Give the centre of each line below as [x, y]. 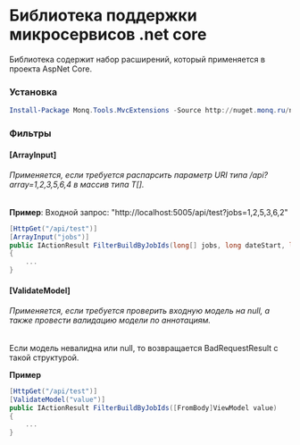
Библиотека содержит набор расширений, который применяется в [137, 59]
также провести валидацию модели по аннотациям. [110, 320]
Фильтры [30, 133]
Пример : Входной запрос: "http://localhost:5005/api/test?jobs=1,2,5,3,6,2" [149, 212]
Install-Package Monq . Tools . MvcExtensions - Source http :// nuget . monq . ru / [150, 111]
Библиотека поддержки [104, 16]
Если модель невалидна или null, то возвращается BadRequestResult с [144, 348]
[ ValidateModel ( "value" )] [57, 399]
